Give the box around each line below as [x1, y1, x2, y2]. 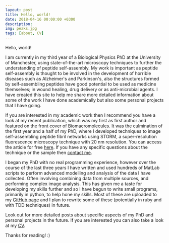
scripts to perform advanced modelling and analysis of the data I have [5, 170, 151, 176]
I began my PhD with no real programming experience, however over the [5, 159, 156, 165]
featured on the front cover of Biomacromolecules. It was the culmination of [5, 123, 163, 129]
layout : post [5, 7, 33, 13]
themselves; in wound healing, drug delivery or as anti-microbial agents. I [5, 87, 158, 92]
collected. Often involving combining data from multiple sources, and [5, 176, 149, 181]
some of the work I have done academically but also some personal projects [5, 97, 164, 103]
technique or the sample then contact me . [5, 149, 92, 155]
